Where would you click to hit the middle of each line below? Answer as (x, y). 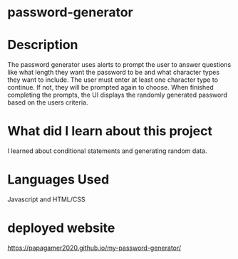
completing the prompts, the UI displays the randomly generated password (118, 95)
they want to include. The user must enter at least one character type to (113, 80)
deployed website (61, 228)
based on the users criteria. (48, 102)
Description (43, 45)
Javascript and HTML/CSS (46, 199)
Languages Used (58, 180)
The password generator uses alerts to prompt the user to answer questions (119, 65)
